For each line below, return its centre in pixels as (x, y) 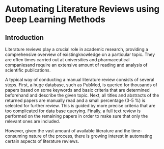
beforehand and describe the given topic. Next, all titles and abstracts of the (82, 95)
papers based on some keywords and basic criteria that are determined (77, 90)
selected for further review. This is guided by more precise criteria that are (80, 106)
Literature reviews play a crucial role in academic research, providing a (77, 49)
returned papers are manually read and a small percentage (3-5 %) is (75, 100)
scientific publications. (28, 70)
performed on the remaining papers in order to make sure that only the (77, 116)
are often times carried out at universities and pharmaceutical (68, 60)
